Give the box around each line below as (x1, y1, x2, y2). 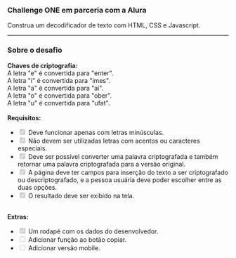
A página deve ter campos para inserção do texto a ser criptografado (27, 168, 228, 176)
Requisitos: (7, 113, 41, 122)
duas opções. (17, 183, 58, 191)
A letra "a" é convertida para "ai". (7, 84, 104, 92)
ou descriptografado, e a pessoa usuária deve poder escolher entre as (17, 175, 222, 184)
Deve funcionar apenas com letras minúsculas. (27, 128, 164, 136)
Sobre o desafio (7, 45, 63, 55)
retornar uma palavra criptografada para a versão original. (17, 160, 186, 168)
